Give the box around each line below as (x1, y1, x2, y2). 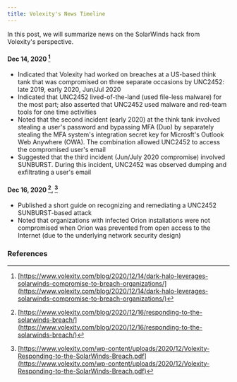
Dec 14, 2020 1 (7, 54, 51, 63)
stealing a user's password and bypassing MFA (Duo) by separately (17, 123, 214, 132)
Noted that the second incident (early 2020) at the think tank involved (17, 115, 221, 124)
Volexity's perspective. (7, 37, 74, 46)
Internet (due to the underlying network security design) (17, 231, 181, 240)
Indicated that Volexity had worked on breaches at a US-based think (17, 70, 217, 79)
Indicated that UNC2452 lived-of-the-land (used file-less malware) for (17, 93, 222, 101)
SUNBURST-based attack (17, 209, 92, 217)
